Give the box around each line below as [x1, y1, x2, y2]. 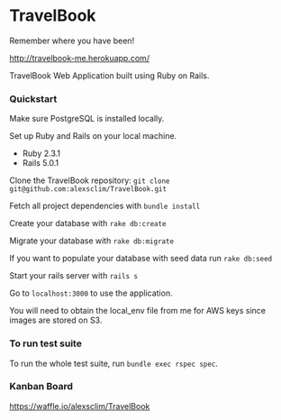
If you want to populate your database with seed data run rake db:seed [9, 253, 273, 264]
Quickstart [9, 92, 58, 105]
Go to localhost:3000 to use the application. [9, 288, 173, 298]
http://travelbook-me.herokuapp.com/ [9, 52, 150, 63]
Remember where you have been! [9, 35, 135, 46]
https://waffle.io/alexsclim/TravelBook [9, 400, 150, 411]
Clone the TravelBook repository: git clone [9, 175, 170, 186]
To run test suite [9, 337, 83, 350]
